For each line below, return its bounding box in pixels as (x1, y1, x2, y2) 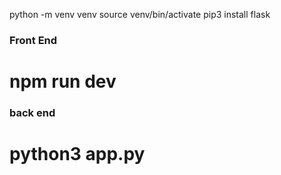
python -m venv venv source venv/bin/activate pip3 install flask (9, 9, 271, 20)
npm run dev (9, 70, 117, 93)
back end (9, 106, 56, 120)
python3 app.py (9, 143, 146, 166)
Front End (9, 33, 58, 47)
